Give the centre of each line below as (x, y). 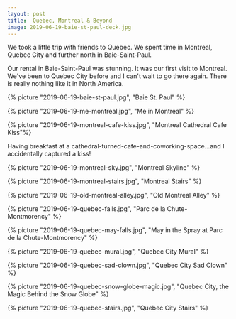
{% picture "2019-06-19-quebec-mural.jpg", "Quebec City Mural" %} (108, 252)
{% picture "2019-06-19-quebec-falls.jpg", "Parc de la (86, 209)
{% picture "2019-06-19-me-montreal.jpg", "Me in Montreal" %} (101, 112)
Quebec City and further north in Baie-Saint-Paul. (80, 55)
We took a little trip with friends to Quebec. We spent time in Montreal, (110, 48)
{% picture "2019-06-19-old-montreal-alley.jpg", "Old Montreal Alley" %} (114, 195)
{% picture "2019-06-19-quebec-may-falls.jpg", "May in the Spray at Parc (115, 230)
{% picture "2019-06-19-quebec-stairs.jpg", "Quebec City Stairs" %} (108, 308)
